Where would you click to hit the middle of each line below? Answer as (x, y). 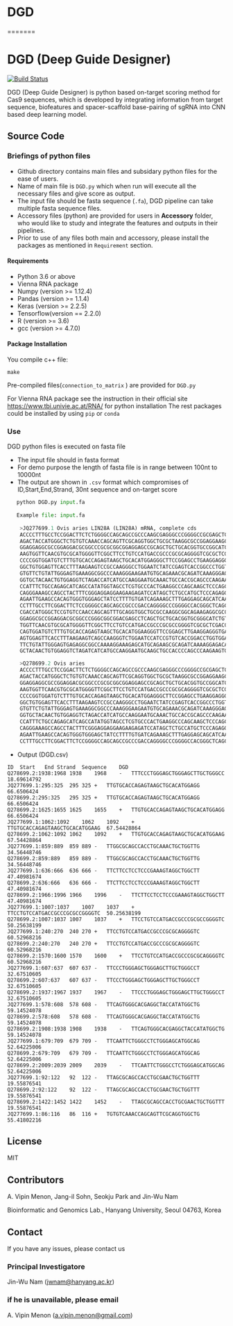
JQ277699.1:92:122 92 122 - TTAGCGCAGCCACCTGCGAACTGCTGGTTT (103, 1077)
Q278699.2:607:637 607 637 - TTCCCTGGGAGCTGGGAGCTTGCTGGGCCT (103, 980)
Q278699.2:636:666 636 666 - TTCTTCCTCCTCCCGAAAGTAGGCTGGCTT (103, 883)
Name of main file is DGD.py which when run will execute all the (107, 186)
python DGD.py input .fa (51, 502)
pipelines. (31, 230)
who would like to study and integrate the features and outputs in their (118, 223)
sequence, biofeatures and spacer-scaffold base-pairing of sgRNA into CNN (116, 107)
